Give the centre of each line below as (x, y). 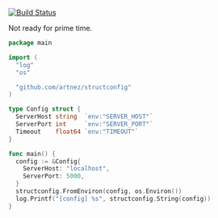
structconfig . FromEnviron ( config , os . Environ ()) (99, 191)
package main (30, 43)
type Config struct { (45, 109)
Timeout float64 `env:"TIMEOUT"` (77, 132)
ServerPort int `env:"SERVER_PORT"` (84, 124)
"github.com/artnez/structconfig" (73, 87)
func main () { (32, 153)
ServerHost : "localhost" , (67, 169)
